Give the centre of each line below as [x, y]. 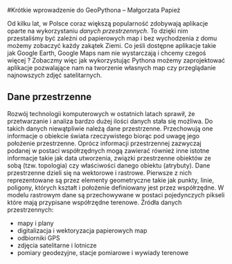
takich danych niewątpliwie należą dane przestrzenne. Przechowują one [110, 129]
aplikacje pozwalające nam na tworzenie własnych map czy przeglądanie [111, 68]
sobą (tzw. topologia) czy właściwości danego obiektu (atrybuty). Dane [109, 165]
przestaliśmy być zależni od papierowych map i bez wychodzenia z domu [112, 38]
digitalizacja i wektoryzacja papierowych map [82, 230]
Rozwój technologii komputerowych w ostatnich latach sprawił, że [101, 113]
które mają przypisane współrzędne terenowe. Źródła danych [95, 202]
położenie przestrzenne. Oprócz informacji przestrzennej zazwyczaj [105, 143]
